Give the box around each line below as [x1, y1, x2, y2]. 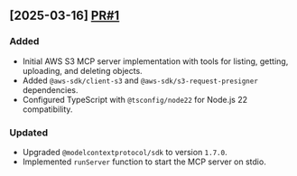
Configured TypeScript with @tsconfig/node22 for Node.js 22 [22, 94, 248, 105]
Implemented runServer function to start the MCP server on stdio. [22, 156, 266, 167]
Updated [9, 126, 48, 139]
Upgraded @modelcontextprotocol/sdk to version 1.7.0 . [22, 146, 227, 157]
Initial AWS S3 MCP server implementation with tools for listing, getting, [22, 55, 289, 67]
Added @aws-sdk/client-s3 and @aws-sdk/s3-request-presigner [22, 75, 259, 86]
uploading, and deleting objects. [22, 65, 143, 76]
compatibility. [22, 104, 73, 115]
